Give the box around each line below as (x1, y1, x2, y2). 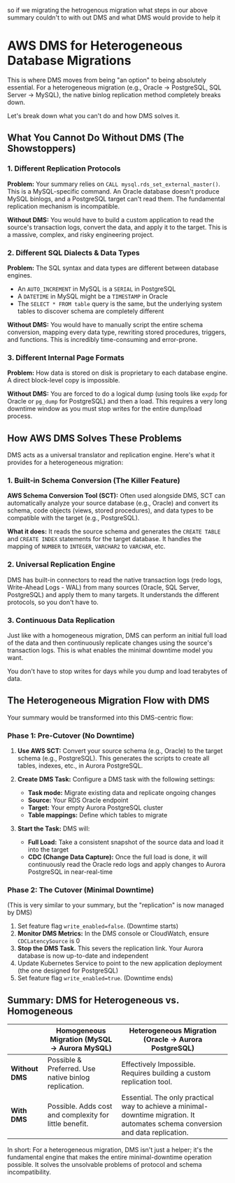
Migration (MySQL (50, 1035, 113, 1045)
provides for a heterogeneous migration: (7, 458, 124, 467)
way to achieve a (121, 1101, 177, 1111)
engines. (7, 271, 33, 279)
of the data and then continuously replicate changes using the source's (7, 638, 213, 647)
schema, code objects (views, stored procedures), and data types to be (7, 506, 213, 515)
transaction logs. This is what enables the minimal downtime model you (7, 646, 213, 654)
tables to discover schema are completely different (17, 307, 164, 315)
